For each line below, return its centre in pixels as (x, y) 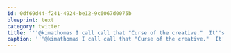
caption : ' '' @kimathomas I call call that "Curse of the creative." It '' (118, 39)
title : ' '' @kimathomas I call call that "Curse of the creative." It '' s (116, 33)
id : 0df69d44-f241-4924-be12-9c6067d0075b (69, 13)
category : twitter (34, 26)
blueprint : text (31, 20)
